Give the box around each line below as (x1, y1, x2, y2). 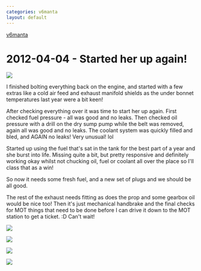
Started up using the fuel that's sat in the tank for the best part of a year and (6, 145, 196, 152)
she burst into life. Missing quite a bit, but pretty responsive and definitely (6, 151, 189, 158)
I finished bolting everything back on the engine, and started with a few (6, 83, 184, 90)
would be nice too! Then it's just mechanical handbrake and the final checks (6, 200, 196, 208)
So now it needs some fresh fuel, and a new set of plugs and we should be (6, 176, 191, 183)
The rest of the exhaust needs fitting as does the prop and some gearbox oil (6, 194, 195, 201)
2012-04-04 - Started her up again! (6, 52, 188, 66)
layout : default (6, 14, 47, 20)
